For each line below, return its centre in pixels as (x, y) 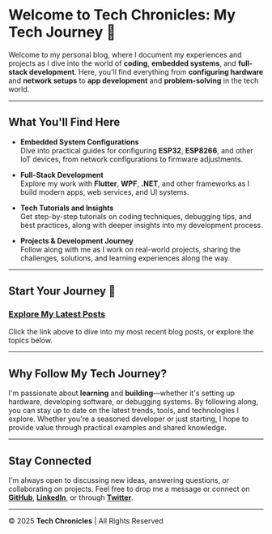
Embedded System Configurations (79, 142)
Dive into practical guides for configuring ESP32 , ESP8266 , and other (136, 150)
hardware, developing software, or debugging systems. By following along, (134, 402)
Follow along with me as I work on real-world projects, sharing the (130, 249)
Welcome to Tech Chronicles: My (122, 15)
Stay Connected (50, 461)
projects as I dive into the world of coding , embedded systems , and (122, 63)
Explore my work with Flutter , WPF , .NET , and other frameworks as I (135, 183)
